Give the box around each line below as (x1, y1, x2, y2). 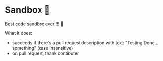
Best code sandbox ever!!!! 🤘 (5, 21, 64, 27)
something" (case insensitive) (12, 45, 73, 51)
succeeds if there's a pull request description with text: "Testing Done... (12, 39, 159, 46)
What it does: (5, 30, 32, 36)
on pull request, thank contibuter (12, 50, 79, 56)
